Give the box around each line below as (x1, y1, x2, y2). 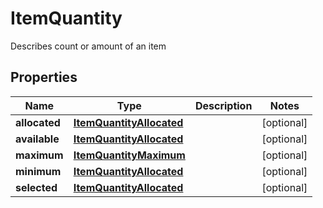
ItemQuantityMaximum (73, 148, 186, 162)
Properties (10, 69, 78, 86)
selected (15, 180, 58, 194)
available (15, 132, 60, 146)
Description (194, 98, 253, 112)
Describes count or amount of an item (10, 40, 167, 52)
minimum (15, 164, 62, 178)
